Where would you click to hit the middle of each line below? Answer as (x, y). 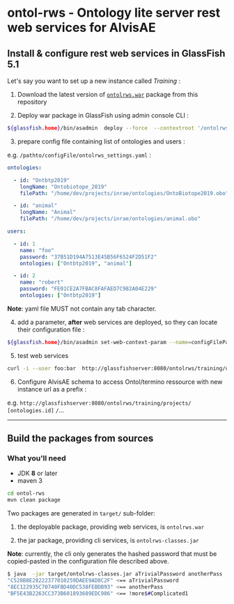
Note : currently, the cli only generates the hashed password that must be (112, 554)
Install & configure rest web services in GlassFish (116, 53)
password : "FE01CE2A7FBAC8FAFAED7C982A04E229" (88, 289)
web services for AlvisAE (81, 28)
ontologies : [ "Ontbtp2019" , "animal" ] (76, 263)
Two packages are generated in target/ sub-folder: (81, 513)
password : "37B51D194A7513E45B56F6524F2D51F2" (88, 257)
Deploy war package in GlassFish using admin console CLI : (103, 115)
